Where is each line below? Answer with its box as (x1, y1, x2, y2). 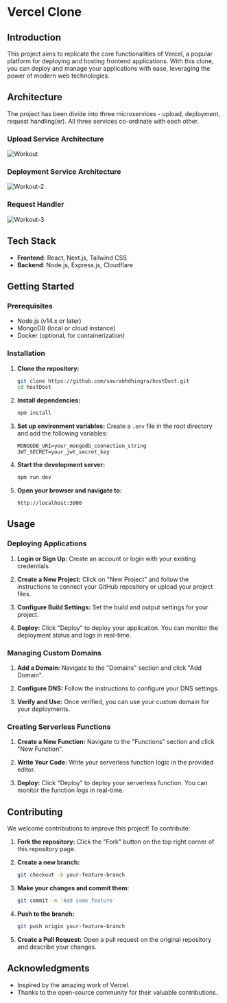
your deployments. (16, 705, 71, 713)
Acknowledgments (7, 962, 91, 974)
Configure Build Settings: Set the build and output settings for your (16, 602, 208, 611)
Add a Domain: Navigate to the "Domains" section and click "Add (16, 664, 202, 672)
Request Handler (7, 200, 64, 210)
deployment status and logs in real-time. (16, 631, 132, 639)
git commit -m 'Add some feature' (16, 897, 116, 904)
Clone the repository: (16, 364, 80, 372)
